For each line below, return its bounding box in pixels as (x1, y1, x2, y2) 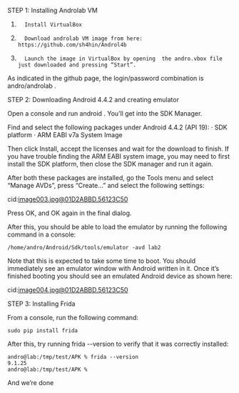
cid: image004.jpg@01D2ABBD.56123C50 (7, 286, 128, 294)
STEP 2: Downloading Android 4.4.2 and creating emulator (7, 96, 180, 104)
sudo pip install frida (7, 327, 78, 334)
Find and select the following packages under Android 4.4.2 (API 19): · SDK (7, 123, 228, 131)
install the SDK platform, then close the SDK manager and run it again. (7, 160, 214, 168)
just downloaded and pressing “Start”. (17, 61, 137, 69)
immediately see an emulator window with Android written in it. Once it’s (7, 264, 220, 272)
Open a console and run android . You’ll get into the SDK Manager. (7, 109, 203, 117)
